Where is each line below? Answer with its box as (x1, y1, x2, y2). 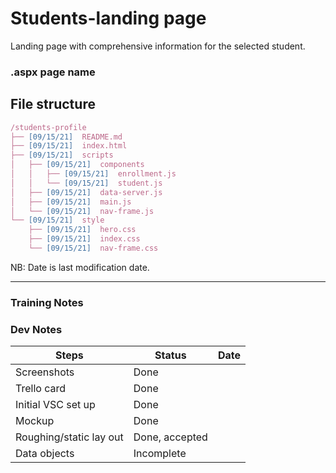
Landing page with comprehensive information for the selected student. (10, 40, 306, 52)
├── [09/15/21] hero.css (28, 225, 137, 235)
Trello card (15, 382, 66, 396)
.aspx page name (10, 65, 96, 79)
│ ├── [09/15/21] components (10, 160, 145, 170)
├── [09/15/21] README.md (10, 132, 123, 142)
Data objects (15, 447, 75, 461)
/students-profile (10, 122, 87, 132)
